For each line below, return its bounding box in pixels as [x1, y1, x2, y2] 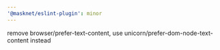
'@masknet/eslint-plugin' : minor [7, 10, 102, 17]
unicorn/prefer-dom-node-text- [124, 29, 214, 37]
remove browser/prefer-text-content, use [7, 29, 123, 37]
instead [30, 36, 51, 45]
